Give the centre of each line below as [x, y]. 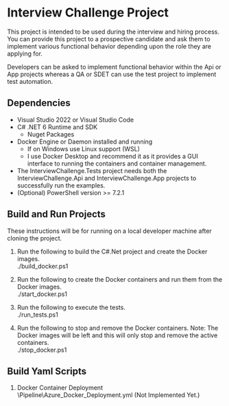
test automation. [30, 81]
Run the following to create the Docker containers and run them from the [120, 279]
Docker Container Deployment [60, 388]
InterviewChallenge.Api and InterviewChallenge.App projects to [107, 178]
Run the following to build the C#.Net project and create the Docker [112, 251]
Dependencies [39, 103]
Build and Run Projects [57, 214]
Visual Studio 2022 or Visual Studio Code [75, 120]
